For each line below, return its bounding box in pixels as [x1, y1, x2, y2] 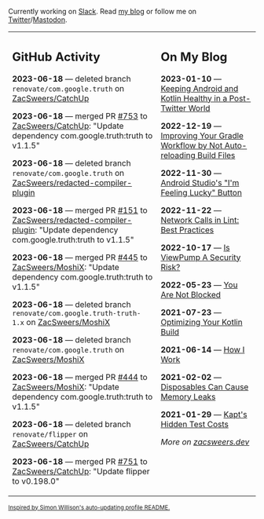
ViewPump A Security [160, 251, 241, 262]
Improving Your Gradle [160, 130, 244, 141]
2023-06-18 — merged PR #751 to [12, 455, 148, 466]
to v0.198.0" [12, 475, 60, 486]
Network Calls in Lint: [160, 214, 240, 225]
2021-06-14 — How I [160, 344, 245, 355]
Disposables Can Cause [160, 381, 249, 392]
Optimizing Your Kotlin [160, 316, 243, 327]
